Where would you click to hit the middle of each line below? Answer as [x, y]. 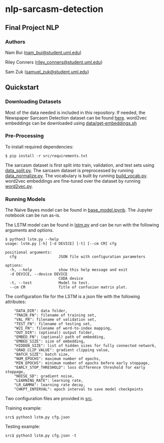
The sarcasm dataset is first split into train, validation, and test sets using [80, 165]
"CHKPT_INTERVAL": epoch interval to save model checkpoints [79, 389]
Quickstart [22, 87]
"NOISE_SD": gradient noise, [44, 376]
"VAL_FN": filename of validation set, [55, 320]
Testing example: [23, 427]
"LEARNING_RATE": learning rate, [49, 381]
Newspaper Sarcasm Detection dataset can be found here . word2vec [76, 117]
